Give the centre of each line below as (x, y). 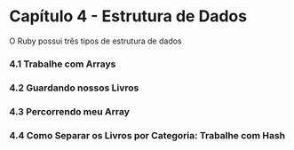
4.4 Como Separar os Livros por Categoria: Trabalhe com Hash (147, 135)
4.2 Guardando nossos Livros (74, 88)
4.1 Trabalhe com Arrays (63, 64)
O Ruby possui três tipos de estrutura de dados (95, 41)
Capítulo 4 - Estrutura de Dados (128, 16)
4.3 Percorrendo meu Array (70, 111)
